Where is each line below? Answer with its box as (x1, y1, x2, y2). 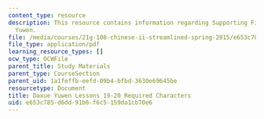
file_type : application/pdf (8, 41, 101, 49)
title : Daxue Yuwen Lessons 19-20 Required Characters (8, 92, 192, 99)
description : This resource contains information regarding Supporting (8, 19, 247, 27)
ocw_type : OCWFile (8, 56, 68, 63)
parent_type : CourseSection (8, 70, 101, 78)
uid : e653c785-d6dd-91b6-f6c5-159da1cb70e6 (8, 99, 153, 106)
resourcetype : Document (8, 84, 86, 92)
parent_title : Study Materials (8, 63, 111, 70)
